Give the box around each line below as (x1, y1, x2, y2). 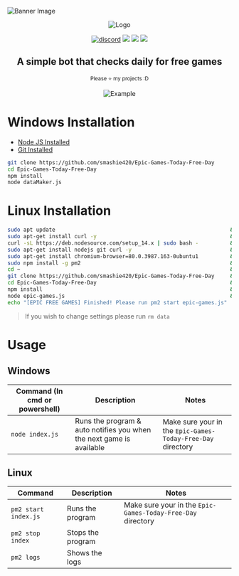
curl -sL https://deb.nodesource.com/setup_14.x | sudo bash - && (7, 239, 237, 247)
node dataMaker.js (7, 178, 62, 186)
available (74, 442, 105, 452)
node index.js (11, 430, 59, 438)
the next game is (74, 434, 130, 444)
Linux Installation (7, 203, 112, 219)
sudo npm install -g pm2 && (7, 260, 237, 267)
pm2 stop (11, 529, 41, 537)
